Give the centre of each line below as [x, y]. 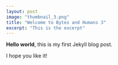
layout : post [22, 11]
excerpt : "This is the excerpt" [45, 28]
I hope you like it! [27, 56]
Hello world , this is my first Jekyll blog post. [59, 45]
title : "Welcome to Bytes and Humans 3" [56, 22]
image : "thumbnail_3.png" [38, 17]
